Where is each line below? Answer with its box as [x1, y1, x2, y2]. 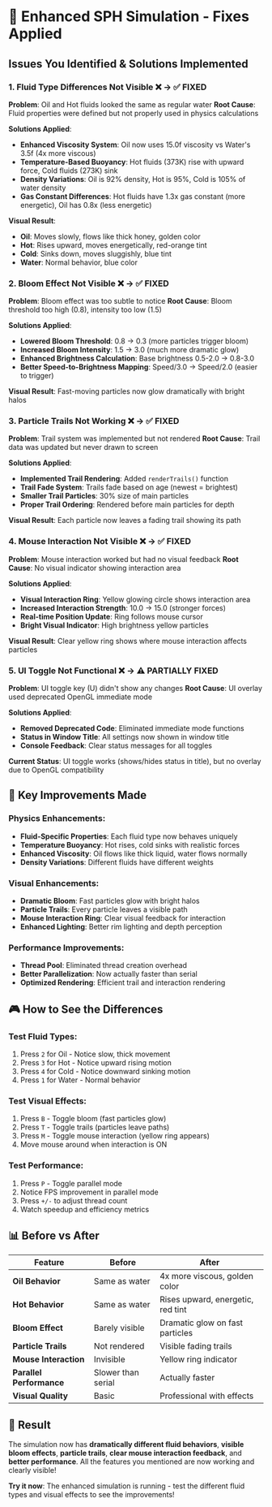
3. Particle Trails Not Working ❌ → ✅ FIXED [8, 416, 180, 427]
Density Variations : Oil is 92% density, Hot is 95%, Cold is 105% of [19, 174, 246, 184]
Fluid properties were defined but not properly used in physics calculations [8, 108, 259, 118]
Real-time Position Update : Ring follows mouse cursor [19, 611, 204, 621]
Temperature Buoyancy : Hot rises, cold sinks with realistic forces [19, 840, 240, 849]
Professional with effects [159, 1390, 254, 1401]
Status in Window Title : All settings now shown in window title [19, 732, 229, 742]
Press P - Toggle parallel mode [19, 1178, 123, 1188]
